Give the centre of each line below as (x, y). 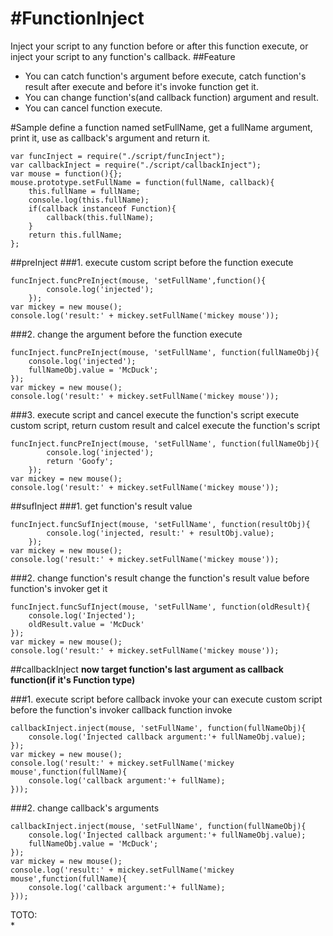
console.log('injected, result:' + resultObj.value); (160, 533)
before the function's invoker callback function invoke (121, 709)
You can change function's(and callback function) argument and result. (171, 97)
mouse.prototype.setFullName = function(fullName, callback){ (142, 182)
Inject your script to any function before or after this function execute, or (159, 46)
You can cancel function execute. (93, 108)
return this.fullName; (75, 235)
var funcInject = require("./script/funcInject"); (118, 156)
